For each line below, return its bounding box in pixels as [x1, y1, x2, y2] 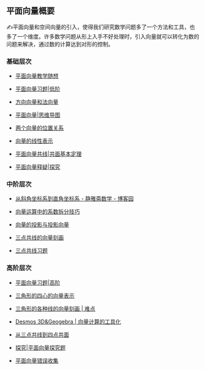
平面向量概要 [6, 6, 55, 17]
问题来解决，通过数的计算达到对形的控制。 [6, 40, 114, 48]
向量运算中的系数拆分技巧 [15, 208, 80, 215]
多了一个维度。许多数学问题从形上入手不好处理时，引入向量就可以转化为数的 [6, 32, 199, 40]
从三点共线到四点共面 [15, 331, 69, 338]
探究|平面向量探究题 [15, 344, 66, 351]
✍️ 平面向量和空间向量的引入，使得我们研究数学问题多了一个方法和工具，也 [6, 23, 195, 31]
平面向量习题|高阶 [15, 279, 61, 286]
